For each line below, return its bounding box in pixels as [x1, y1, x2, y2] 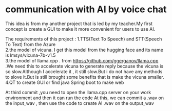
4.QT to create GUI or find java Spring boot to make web [5, 79, 124, 85]
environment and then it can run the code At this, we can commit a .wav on [5, 95, 164, 101]
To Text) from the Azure [5, 41, 56, 47]
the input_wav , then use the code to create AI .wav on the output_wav [5, 100, 154, 106]
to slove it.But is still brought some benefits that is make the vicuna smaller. [5, 74, 164, 80]
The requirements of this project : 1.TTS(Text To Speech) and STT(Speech [5, 36, 162, 42]
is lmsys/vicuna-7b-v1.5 [5, 52, 56, 58]
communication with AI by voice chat [5, 4, 167, 15]
